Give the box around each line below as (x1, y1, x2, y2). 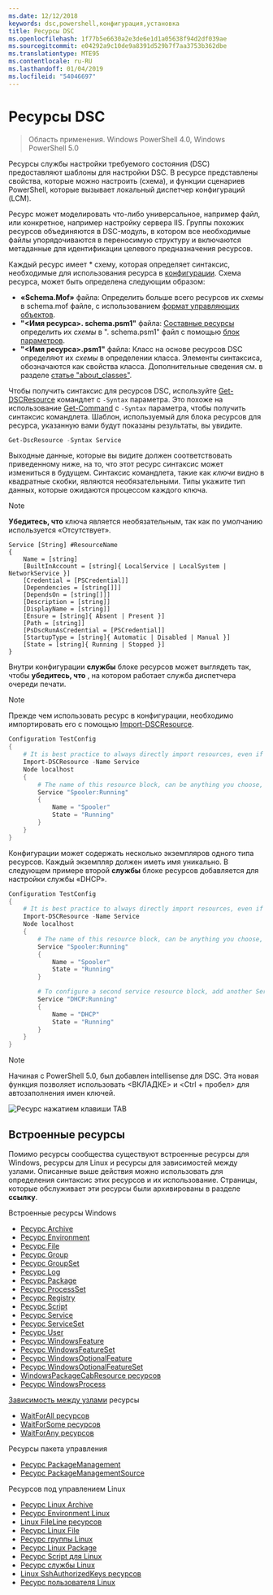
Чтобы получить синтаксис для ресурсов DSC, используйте (8, 385, 217, 395)
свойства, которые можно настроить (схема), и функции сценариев (8, 176, 245, 185)
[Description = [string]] (23, 598, 111, 606)
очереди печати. (8, 680, 67, 689)
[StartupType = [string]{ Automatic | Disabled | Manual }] (23, 633, 231, 642)
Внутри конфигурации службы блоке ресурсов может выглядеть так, (8, 662, 252, 671)
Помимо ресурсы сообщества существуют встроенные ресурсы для (8, 1150, 249, 1158)
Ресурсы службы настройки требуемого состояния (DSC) (8, 159, 210, 168)
